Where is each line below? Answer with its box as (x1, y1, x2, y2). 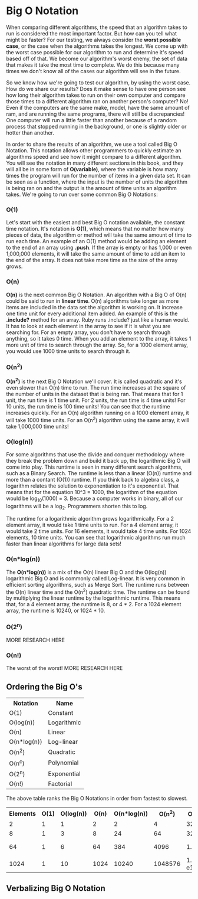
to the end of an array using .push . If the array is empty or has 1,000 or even (6, 244, 192, 251)
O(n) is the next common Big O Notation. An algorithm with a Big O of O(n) (6, 291, 187, 298)
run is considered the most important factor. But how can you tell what (6, 30, 177, 37)
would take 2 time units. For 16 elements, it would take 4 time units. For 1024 (6, 528, 192, 535)
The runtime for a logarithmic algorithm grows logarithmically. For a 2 (6, 515, 174, 522)
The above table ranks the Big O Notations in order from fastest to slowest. (6, 795, 188, 802)
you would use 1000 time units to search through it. (6, 347, 131, 355)
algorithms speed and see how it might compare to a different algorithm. (6, 153, 181, 160)
